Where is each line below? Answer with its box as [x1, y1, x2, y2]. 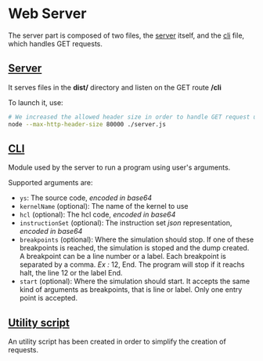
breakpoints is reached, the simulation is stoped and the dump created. [19, 243, 250, 253]
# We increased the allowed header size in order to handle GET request [8, 113, 250, 121]
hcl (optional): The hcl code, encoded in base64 [19, 210, 176, 220]
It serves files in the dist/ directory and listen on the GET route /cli [8, 82, 222, 92]
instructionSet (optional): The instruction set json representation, [19, 218, 232, 228]
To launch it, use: [8, 97, 64, 107]
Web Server [8, 5, 87, 23]
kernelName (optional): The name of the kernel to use [19, 202, 189, 211]
